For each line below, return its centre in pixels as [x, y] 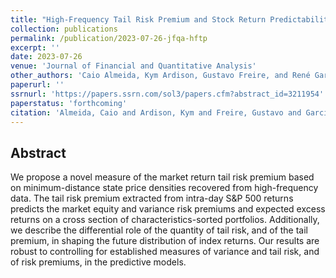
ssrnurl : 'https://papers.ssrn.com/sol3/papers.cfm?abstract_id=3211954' [167, 94]
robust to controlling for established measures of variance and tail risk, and [165, 252]
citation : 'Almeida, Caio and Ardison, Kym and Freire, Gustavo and [156, 112]
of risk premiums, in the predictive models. [98, 262]
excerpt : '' [35, 47]
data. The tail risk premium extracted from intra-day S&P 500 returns [152, 198]
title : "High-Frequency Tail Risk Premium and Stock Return [138, 19]
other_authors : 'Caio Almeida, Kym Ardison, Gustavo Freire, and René [160, 76]
